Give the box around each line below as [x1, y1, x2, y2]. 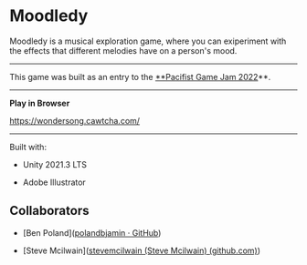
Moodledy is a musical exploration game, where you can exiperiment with [9, 36, 287, 46]
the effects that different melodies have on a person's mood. [9, 45, 238, 56]
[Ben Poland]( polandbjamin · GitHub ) [22, 227, 162, 238]
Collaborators [9, 203, 90, 219]
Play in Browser [9, 97, 70, 108]
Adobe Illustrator [22, 177, 87, 188]
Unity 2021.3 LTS [22, 158, 87, 169]
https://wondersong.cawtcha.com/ [9, 115, 140, 126]
